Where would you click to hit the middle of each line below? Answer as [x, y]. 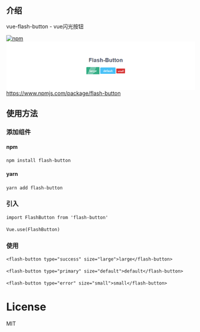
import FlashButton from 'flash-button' [57, 217]
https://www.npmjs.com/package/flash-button [63, 93]
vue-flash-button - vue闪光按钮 [45, 26]
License [26, 307]
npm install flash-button [38, 161]
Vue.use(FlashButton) [33, 229]
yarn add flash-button [34, 188]
